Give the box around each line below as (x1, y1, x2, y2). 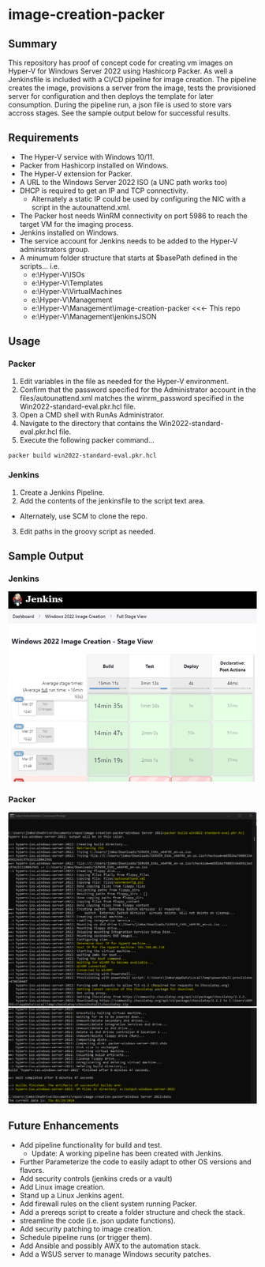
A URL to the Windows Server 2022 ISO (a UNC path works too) (19, 177, 228, 187)
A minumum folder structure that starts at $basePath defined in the (19, 253, 238, 262)
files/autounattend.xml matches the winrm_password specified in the (19, 393, 244, 402)
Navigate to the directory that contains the (19, 418, 158, 428)
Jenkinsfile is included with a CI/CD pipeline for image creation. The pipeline (8, 75, 256, 84)
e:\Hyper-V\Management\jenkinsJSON (31, 311, 157, 321)
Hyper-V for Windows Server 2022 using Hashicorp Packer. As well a (8, 66, 233, 76)
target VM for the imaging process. (19, 219, 134, 228)
